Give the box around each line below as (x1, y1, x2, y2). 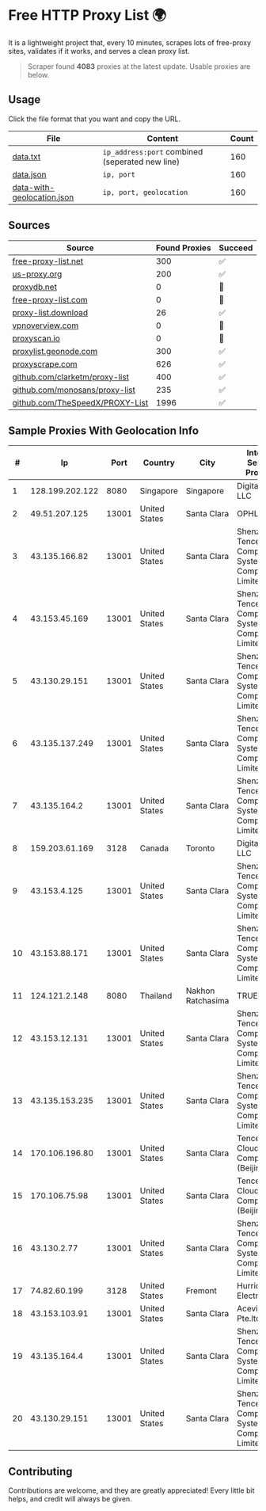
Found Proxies (155, 242, 211, 253)
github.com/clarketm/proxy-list (12, 371, 129, 383)
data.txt (12, 151, 41, 162)
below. (27, 70, 50, 79)
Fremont (185, 1285, 218, 1296)
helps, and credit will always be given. (8, 1494, 132, 1504)
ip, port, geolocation (102, 188, 188, 196)
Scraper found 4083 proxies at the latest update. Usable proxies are (27, 61, 251, 71)
